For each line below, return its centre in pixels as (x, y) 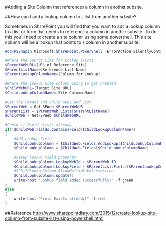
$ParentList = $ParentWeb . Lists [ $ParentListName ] (57, 111)
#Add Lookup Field (33, 139)
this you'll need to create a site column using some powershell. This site (78, 37)
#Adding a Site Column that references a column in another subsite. (74, 7)
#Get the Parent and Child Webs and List (48, 102)
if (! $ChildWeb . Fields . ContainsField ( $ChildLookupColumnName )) (70, 129)
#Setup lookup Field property (45, 157)
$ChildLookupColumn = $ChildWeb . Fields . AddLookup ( (67, 143)
